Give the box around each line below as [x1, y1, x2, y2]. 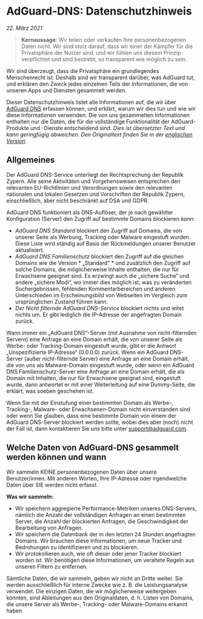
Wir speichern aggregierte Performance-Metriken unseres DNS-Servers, [15, 505, 197, 512]
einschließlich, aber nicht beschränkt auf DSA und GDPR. [6, 196, 149, 204]
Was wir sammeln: [6, 493, 54, 500]
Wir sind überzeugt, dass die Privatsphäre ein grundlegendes [6, 67, 159, 74]
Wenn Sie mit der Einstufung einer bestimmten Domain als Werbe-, [6, 399, 174, 406]
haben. [6, 607, 24, 614]
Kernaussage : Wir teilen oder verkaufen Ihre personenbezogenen [21, 36, 187, 43]
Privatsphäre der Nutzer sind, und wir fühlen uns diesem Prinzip [21, 49, 181, 56]
